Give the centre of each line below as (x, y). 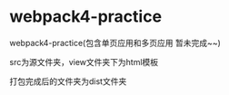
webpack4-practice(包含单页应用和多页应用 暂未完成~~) (115, 43)
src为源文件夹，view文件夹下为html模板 (84, 62)
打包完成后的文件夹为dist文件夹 (68, 81)
